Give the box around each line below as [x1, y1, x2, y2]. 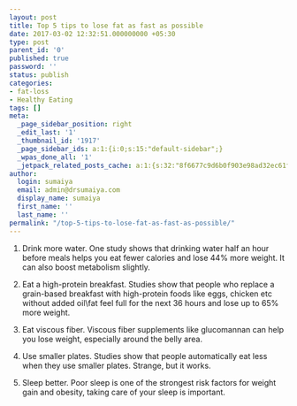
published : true [9, 54, 69, 63]
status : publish [9, 71, 69, 80]
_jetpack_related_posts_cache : [17, 161, 133, 170]
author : [9, 169, 38, 178]
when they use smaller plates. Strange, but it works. [21, 360, 211, 371]
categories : [9, 79, 53, 88]
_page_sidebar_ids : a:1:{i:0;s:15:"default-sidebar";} [17, 144, 224, 153]
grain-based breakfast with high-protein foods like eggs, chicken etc [21, 288, 272, 299]
